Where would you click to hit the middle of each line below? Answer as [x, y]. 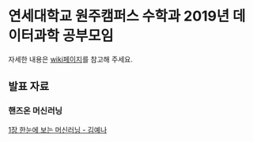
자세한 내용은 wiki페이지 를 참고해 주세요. [70, 59]
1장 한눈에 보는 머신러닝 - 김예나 [58, 129]
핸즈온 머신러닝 [36, 111]
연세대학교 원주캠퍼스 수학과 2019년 [119, 16]
